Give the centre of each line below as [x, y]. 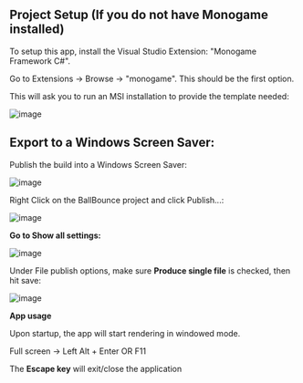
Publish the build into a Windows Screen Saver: [98, 164]
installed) [37, 30]
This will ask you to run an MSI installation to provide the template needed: [149, 96]
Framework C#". [40, 61]
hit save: [26, 280]
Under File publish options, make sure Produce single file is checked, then [150, 270]
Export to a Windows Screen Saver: [112, 143]
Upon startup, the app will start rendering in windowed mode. [125, 333]
